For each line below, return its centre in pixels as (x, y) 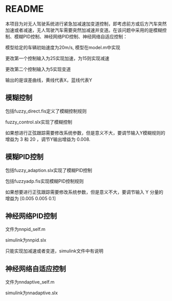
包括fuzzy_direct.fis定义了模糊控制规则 (46, 111)
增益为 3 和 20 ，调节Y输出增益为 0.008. (48, 139)
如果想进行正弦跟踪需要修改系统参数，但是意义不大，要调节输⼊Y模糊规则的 (85, 133)
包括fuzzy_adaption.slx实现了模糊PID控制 (49, 170)
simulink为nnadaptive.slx (31, 293)
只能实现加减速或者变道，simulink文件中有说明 (55, 251)
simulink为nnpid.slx (26, 240)
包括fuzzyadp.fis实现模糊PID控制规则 (45, 181)
